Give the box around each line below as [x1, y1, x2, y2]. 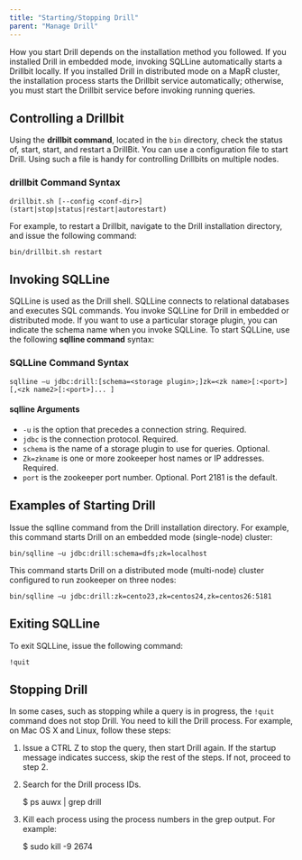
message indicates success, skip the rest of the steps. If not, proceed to [22, 752, 291, 763]
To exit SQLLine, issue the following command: [9, 640, 183, 651]
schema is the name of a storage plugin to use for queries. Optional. [22, 443, 270, 453]
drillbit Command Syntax [9, 177, 121, 189]
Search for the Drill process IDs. [22, 779, 142, 790]
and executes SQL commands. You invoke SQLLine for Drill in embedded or [9, 306, 290, 316]
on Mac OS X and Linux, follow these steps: [9, 725, 171, 736]
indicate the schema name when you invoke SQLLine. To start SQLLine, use [9, 325, 290, 335]
